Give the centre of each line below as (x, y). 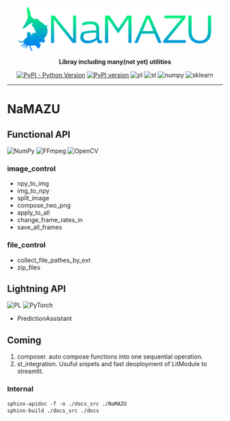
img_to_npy (33, 191)
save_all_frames (40, 227)
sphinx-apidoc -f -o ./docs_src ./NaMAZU (67, 404)
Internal (21, 389)
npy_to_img (33, 184)
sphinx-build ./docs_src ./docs (53, 411)
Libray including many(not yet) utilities (115, 62)
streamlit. (30, 371)
